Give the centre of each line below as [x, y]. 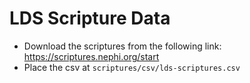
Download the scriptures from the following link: [122, 46]
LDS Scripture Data [90, 18]
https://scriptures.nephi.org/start [91, 56]
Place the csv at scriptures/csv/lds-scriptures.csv [132, 67]
